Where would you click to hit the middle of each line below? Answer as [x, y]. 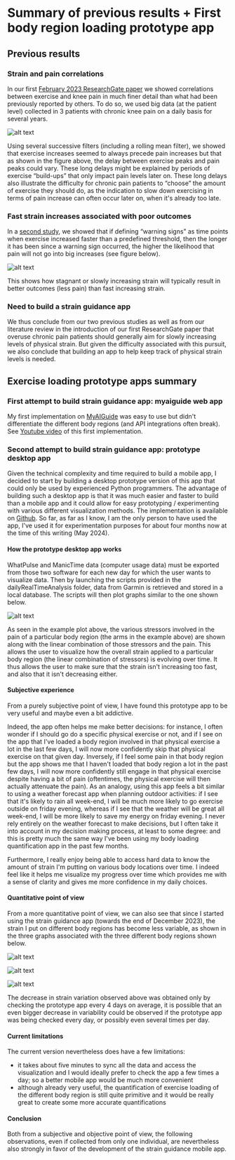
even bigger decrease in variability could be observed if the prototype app [115, 1013]
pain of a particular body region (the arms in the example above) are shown [116, 637]
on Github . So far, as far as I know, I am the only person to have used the [112, 518]
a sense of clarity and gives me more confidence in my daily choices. [107, 882]
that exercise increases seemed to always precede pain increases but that [115, 153]
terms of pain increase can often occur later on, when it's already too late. [114, 198]
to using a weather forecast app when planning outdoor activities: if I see [113, 793]
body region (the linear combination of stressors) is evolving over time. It [112, 659]
